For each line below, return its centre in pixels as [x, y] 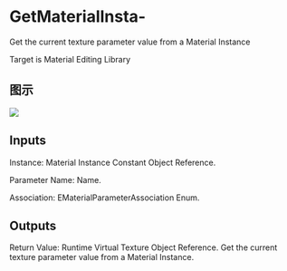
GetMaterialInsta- [78, 17]
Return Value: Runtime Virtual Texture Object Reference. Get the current [143, 247]
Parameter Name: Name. [55, 179]
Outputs [33, 225]
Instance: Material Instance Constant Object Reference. [113, 162]
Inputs [28, 141]
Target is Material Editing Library [70, 59]
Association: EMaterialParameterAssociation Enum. [105, 198]
